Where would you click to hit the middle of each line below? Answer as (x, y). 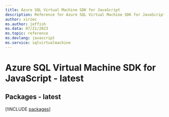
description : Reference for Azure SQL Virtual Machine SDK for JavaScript (85, 15)
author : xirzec (21, 19)
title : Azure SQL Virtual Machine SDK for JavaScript (63, 10)
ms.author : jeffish (26, 24)
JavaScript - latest (45, 78)
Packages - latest (33, 97)
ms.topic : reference (27, 33)
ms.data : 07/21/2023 (27, 29)
